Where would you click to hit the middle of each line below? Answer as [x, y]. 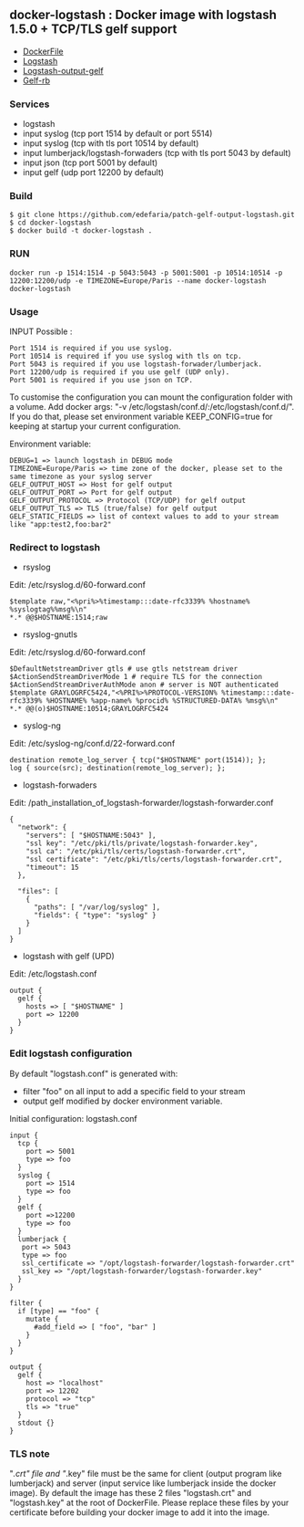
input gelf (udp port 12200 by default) [93, 173]
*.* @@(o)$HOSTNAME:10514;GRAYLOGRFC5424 [89, 709]
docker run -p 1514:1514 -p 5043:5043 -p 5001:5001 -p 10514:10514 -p [146, 273]
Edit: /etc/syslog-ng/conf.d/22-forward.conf [92, 744]
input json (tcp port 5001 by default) [90, 162]
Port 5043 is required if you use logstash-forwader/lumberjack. [136, 364]
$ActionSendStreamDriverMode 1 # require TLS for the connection [136, 677]
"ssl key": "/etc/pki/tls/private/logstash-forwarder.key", [142, 843]
